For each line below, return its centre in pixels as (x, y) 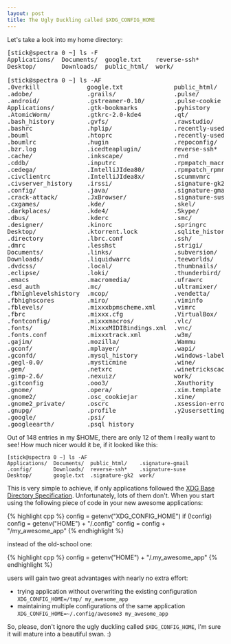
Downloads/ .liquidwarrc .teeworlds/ (111, 259)
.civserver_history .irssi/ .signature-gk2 (116, 183)
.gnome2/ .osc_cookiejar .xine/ (101, 397)
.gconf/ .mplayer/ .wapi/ (101, 348)
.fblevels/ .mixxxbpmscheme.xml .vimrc (101, 307)
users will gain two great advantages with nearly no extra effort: (98, 578)
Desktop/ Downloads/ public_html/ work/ (90, 66)
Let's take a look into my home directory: (65, 39)
